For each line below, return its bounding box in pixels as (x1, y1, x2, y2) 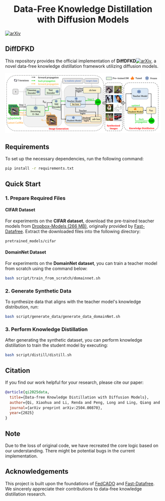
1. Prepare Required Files (5, 195, 66, 201)
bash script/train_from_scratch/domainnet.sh (5, 276, 100, 281)
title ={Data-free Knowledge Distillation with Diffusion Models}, (9, 395, 149, 400)
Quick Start (5, 180, 41, 188)
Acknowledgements (5, 467, 69, 476)
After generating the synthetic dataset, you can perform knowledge (5, 337, 142, 343)
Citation (5, 366, 31, 375)
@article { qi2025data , (5, 390, 50, 395)
